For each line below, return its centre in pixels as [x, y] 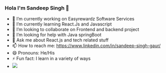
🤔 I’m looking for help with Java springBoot [57, 35]
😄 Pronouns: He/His [33, 53]
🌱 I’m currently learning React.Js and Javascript [62, 24]
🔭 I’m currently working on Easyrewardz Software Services [73, 19]
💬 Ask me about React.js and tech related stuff [60, 40]
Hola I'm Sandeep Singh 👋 [37, 8]
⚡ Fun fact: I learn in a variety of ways [51, 58]
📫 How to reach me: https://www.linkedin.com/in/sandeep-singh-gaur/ [86, 46]
